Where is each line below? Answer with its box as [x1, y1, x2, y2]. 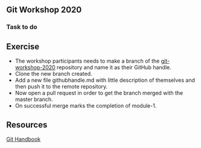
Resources [6, 120, 48, 130]
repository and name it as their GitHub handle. [56, 64, 171, 71]
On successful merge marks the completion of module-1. [14, 102, 157, 109]
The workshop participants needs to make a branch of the [14, 57, 160, 65]
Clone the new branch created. [14, 70, 92, 78]
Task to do [6, 23, 37, 31]
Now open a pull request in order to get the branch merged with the [14, 90, 183, 97]
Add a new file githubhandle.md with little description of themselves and [14, 76, 195, 84]
